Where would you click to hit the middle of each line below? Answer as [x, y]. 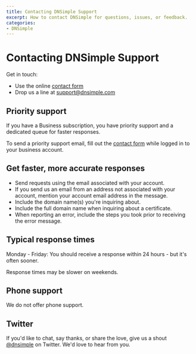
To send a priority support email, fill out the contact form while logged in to [98, 143]
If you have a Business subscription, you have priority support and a [90, 125]
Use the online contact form [49, 86]
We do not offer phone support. [45, 305]
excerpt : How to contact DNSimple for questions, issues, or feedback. [97, 17]
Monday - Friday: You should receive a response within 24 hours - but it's [97, 254]
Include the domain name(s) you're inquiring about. [78, 202]
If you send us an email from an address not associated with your [95, 189]
